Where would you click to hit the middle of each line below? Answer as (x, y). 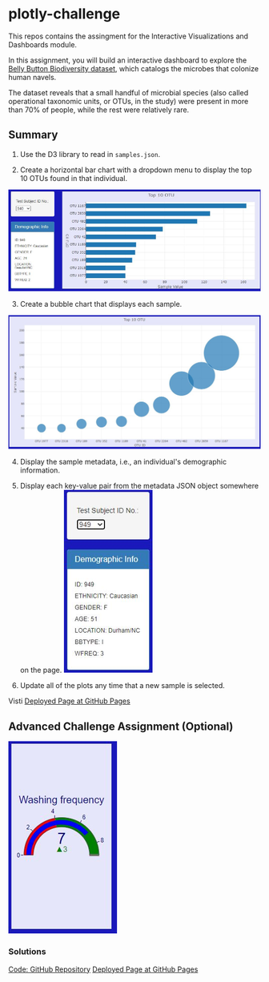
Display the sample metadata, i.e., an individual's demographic (123, 462)
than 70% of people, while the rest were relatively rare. (99, 110)
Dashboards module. (43, 44)
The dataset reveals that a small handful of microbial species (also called (128, 92)
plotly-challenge (64, 14)
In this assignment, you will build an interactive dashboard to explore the (128, 60)
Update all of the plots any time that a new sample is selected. (122, 686)
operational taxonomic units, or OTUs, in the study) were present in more (128, 101)
